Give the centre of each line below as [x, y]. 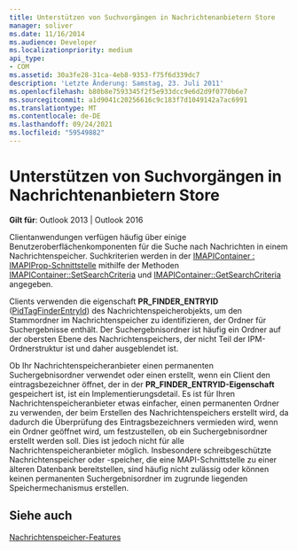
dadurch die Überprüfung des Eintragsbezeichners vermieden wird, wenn [144, 422]
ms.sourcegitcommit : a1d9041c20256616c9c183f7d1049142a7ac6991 [129, 100]
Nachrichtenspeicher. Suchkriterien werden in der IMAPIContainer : [132, 256]
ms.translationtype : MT [53, 108]
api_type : [27, 58]
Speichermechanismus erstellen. [69, 487]
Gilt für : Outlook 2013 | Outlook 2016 [76, 220]
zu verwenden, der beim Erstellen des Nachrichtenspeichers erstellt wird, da [149, 412]
